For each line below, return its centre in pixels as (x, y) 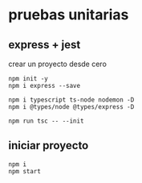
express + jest (45, 45)
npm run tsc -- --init (46, 121)
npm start (25, 171)
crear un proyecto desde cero (57, 64)
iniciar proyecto (49, 146)
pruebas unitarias (69, 15)
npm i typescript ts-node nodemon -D (71, 100)
